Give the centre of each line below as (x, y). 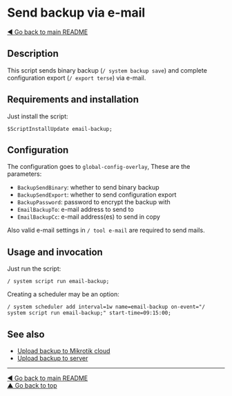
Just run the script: (34, 269)
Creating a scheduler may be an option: (63, 294)
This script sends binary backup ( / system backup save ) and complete (107, 70)
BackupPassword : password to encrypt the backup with (94, 202)
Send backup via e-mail (76, 13)
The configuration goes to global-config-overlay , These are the (99, 167)
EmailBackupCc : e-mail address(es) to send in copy (89, 217)
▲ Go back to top (32, 385)
